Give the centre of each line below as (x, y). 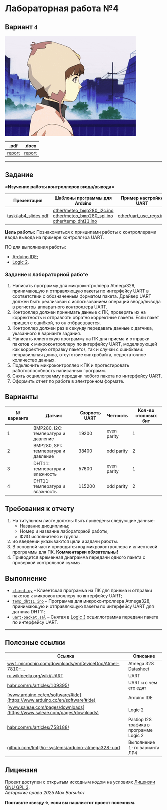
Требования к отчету (40, 508)
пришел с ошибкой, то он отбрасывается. (57, 323)
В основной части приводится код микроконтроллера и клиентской (85, 547)
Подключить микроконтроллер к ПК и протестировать (71, 365)
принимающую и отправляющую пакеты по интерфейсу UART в (81, 291)
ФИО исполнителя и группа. (50, 537)
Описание (144, 656)
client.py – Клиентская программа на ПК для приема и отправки (82, 591)
